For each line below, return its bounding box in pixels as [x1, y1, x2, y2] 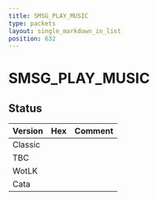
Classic [12, 139, 41, 151]
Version [12, 126, 44, 137]
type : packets [8, 19, 57, 28]
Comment [74, 126, 113, 137]
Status [8, 101, 43, 115]
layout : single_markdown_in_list [8, 27, 122, 35]
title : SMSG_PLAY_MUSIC [8, 11, 89, 20]
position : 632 [8, 34, 57, 43]
